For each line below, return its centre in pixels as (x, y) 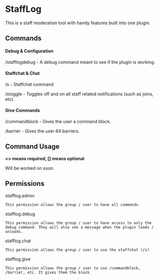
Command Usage (32, 147)
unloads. (14, 232)
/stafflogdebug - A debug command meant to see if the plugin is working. (80, 62)
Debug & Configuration (29, 51)
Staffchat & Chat (23, 73)
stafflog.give (18, 259)
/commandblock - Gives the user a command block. (58, 121)
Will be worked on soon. (30, 168)
